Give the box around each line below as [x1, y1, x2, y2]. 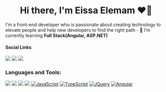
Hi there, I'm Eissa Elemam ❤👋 [19, 5, 153, 16]
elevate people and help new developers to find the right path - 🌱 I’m [5, 27, 151, 33]
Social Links [5, 44, 32, 50]
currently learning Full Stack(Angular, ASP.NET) [5, 32, 108, 38]
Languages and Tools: [5, 69, 61, 76]
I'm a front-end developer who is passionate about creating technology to [5, 21, 161, 28]
